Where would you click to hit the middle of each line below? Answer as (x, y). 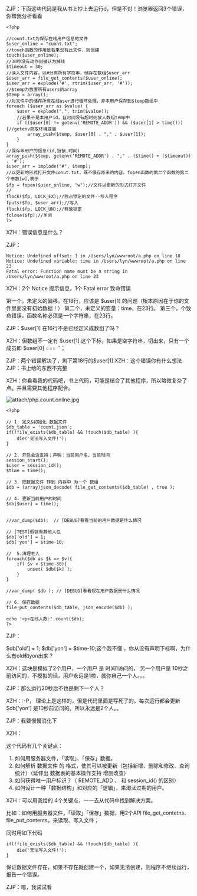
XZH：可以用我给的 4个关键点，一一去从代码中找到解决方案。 (81, 800)
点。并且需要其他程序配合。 (40, 388)
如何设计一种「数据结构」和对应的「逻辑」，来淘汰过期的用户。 (91, 788)
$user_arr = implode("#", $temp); (49, 166)
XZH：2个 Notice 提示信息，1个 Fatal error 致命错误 (68, 288)
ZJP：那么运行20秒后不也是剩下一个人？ (55, 688)
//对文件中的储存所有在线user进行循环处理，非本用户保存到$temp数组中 (82, 101)
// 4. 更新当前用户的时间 (34, 499)
